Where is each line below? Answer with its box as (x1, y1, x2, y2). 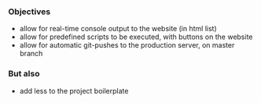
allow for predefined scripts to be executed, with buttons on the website (19, 32, 253, 41)
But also (8, 69, 40, 80)
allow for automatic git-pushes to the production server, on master (19, 41, 235, 50)
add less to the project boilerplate (19, 86, 129, 95)
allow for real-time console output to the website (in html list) (19, 24, 218, 34)
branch (19, 49, 43, 59)
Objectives (8, 6, 51, 17)
